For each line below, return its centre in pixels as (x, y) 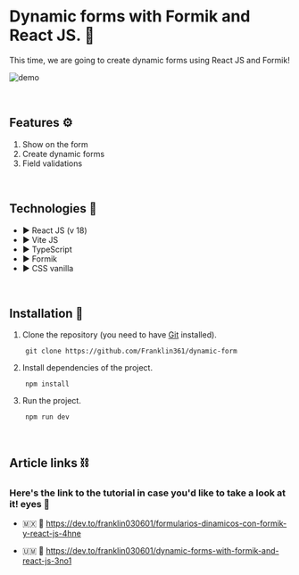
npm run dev (47, 417)
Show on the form (55, 144)
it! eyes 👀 (30, 504)
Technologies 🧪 (53, 208)
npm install (47, 384)
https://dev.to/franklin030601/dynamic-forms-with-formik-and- (162, 551)
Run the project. (52, 401)
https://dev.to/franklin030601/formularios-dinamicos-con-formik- (166, 523)
